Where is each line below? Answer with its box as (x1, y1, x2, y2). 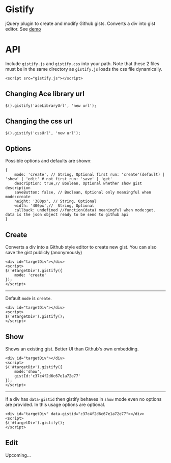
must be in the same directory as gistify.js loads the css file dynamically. (5, 66, 163, 72)
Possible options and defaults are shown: (5, 158, 92, 164)
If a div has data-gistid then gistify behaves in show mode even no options (5, 396, 162, 402)
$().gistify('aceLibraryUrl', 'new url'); (5, 103, 97, 108)
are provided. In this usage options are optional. (5, 401, 105, 407)
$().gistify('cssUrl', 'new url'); (5, 130, 81, 135)
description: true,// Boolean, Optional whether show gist (14, 181, 142, 186)
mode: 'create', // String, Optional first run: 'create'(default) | (14, 172, 165, 177)
